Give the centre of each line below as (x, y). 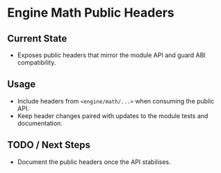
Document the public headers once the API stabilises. (94, 162)
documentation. (40, 123)
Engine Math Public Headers (91, 13)
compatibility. (36, 63)
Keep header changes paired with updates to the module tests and (113, 115)
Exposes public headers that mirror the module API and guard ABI (112, 55)
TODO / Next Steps (49, 145)
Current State (37, 39)
